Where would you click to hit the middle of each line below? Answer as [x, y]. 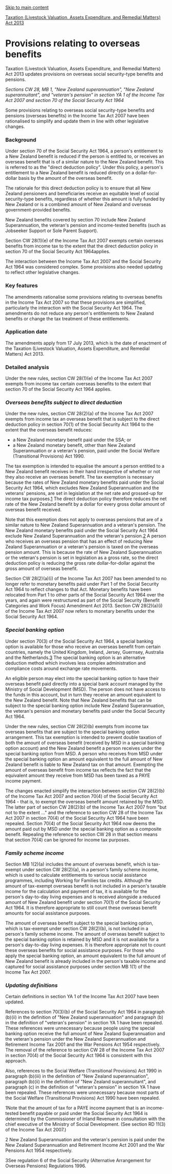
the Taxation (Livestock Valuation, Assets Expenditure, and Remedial [78, 348]
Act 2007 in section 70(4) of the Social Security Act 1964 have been [77, 818]
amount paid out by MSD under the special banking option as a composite [83, 829]
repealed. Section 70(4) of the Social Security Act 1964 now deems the [80, 823]
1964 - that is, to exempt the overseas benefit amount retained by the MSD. [84, 801]
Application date [26, 332]
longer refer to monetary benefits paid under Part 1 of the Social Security [82, 584]
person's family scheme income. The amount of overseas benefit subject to [85, 934]
